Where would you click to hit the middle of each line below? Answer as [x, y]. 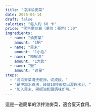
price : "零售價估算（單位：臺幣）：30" [41, 29]
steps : [12, 75]
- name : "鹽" [23, 66]
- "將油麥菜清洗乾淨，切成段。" [39, 80]
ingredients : [19, 33]
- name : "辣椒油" [27, 57]
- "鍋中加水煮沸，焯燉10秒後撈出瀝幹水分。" [51, 84]
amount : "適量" [30, 71]
